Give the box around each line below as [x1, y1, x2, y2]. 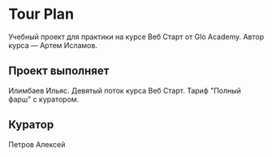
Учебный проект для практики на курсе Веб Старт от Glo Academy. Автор [8, 32, 265, 41]
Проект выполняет [8, 64, 110, 78]
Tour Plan [8, 5, 75, 24]
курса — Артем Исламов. [8, 40, 97, 50]
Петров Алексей [8, 139, 66, 149]
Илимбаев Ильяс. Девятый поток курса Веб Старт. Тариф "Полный [8, 85, 242, 95]
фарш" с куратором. [8, 94, 80, 104]
